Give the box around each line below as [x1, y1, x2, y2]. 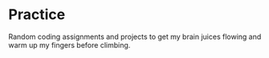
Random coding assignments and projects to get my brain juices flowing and [8, 32, 262, 41]
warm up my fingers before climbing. [8, 40, 131, 49]
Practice [8, 6, 66, 24]
